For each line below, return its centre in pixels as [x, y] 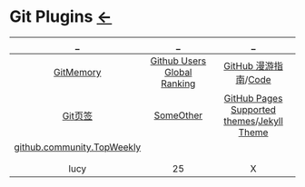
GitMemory [77, 72]
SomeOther [178, 115]
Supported [254, 109]
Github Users [178, 61]
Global [178, 72]
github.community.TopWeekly [78, 147]
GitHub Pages [253, 98]
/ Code [258, 79]
